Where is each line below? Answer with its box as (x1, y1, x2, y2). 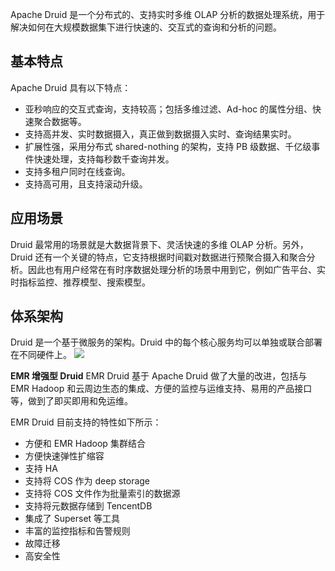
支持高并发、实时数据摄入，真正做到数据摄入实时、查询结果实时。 (24, 128, 297, 140)
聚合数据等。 (33, 115, 87, 127)
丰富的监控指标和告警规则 (24, 525, 131, 537)
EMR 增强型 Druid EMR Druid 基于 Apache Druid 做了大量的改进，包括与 (10, 370, 308, 382)
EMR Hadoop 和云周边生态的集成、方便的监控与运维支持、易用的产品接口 (10, 383, 313, 395)
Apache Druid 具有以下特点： (10, 81, 132, 93)
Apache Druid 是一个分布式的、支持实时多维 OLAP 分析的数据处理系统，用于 (10, 9, 326, 20)
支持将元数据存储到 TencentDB (24, 500, 153, 512)
